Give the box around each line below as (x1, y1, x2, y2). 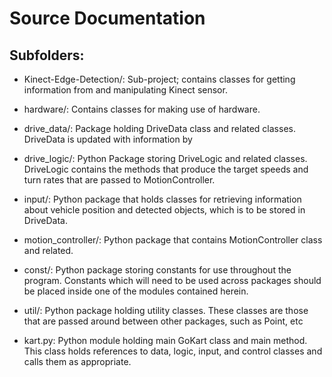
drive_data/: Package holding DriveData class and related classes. (23, 123, 296, 134)
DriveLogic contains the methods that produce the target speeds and (23, 163, 309, 175)
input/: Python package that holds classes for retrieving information (23, 193, 302, 205)
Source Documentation (9, 7, 206, 30)
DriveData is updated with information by (23, 133, 193, 145)
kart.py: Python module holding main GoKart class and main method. (23, 335, 308, 346)
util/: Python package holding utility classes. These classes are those (23, 305, 309, 316)
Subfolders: (9, 47, 85, 64)
